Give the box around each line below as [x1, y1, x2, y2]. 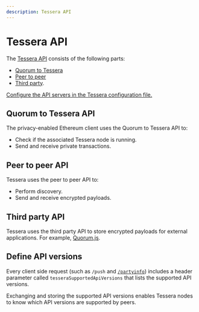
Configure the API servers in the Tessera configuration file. [6, 91, 153, 98]
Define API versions [6, 252, 83, 262]
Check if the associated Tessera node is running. [14, 136, 137, 144]
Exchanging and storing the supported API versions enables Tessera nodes [6, 292, 193, 299]
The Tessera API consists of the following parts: [6, 55, 125, 62]
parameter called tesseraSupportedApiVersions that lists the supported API [6, 274, 192, 281]
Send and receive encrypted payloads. [14, 194, 112, 202]
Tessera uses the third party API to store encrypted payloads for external [6, 228, 188, 235]
